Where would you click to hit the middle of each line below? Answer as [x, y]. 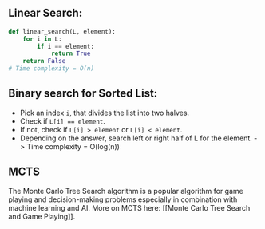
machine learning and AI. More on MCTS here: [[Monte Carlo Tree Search [129, 207]
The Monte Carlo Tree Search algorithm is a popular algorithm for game [126, 191]
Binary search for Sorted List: [83, 94]
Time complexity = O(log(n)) [73, 146]
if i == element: [65, 46]
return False [44, 61]
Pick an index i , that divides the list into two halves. [105, 113]
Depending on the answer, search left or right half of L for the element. [136, 138]
